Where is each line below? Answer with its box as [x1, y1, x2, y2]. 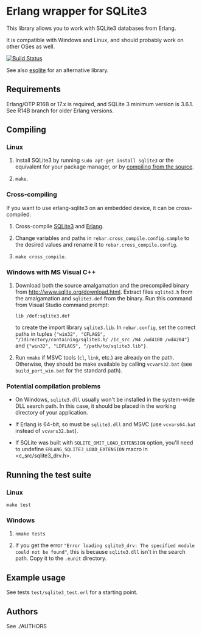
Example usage [6, 572, 66, 582]
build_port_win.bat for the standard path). [15, 367, 123, 374]
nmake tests [15, 531, 46, 537]
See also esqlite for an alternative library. [6, 66, 109, 74]
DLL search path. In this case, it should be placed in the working [15, 402, 176, 410]
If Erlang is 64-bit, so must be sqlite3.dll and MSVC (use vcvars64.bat [15, 421, 196, 428]
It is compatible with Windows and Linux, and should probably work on [6, 36, 184, 43]
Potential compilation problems [6, 382, 101, 390]
